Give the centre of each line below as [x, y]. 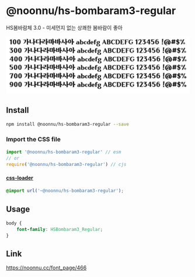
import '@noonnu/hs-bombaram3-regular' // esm [64, 152]
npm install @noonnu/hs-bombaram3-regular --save [68, 124]
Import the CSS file [34, 140]
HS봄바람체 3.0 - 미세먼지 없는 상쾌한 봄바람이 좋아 [64, 27]
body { [14, 223]
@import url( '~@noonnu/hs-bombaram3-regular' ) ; [65, 191]
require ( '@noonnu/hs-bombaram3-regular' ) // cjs [66, 165]
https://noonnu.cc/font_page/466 [46, 268]
